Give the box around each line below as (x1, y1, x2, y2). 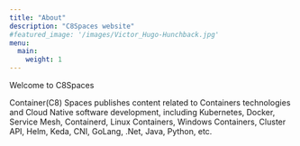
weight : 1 (25, 55, 63, 64)
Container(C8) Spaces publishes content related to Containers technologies (9, 97, 291, 108)
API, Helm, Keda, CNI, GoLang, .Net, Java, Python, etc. (9, 126, 213, 136)
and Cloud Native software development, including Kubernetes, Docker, (9, 107, 276, 117)
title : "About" (9, 13, 67, 23)
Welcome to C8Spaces (9, 80, 95, 90)
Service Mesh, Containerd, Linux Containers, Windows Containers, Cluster (9, 116, 286, 127)
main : (17, 47, 39, 56)
